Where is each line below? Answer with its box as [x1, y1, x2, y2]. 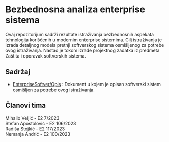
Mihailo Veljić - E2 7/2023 [5, 115, 60, 121]
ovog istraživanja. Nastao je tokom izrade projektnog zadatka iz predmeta [5, 47, 160, 53]
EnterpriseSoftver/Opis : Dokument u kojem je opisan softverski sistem [12, 81, 161, 87]
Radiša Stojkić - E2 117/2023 [5, 126, 65, 132]
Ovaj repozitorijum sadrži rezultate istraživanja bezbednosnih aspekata [5, 31, 154, 37]
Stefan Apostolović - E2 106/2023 [5, 120, 76, 126]
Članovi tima [5, 101, 46, 110]
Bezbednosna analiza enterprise [5, 4, 145, 15]
